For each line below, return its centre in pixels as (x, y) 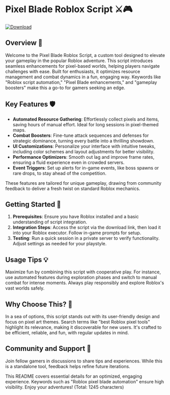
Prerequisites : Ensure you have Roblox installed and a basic (76, 217)
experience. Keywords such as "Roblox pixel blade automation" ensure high (85, 381)
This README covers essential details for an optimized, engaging (74, 376)
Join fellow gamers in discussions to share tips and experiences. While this (84, 361)
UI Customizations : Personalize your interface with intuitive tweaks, (84, 146)
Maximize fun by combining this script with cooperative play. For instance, (83, 272)
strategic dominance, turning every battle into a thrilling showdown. (83, 140)
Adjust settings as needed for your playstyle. (60, 244)
